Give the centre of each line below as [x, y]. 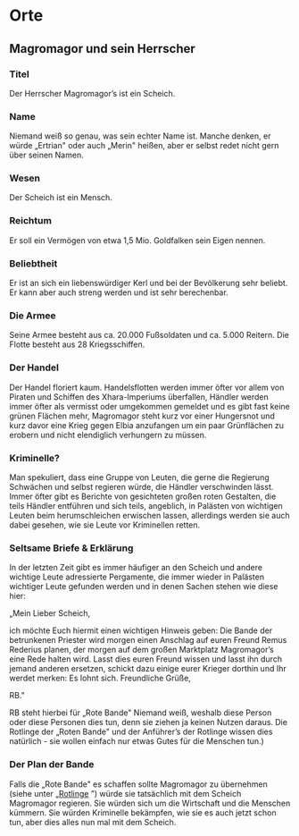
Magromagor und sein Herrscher [103, 49]
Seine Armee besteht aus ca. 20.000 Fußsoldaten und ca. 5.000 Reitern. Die [149, 335]
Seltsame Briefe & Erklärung [71, 548]
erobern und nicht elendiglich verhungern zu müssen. [108, 435]
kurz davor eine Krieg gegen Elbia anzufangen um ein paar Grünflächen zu [146, 425]
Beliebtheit [33, 263]
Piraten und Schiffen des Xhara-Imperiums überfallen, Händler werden [139, 397]
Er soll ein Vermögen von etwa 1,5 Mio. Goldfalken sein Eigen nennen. [137, 240]
